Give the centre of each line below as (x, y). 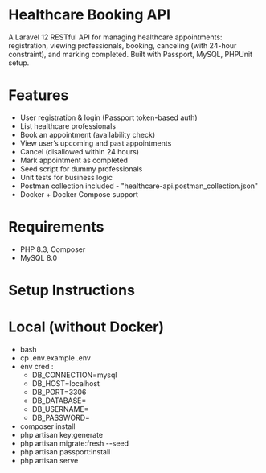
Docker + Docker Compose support (79, 194)
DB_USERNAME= (61, 409)
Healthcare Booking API (90, 15)
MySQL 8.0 (39, 257)
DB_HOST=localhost (66, 383)
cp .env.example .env (55, 358)
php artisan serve (49, 460)
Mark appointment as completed (74, 160)
